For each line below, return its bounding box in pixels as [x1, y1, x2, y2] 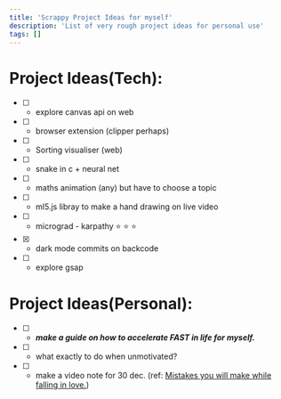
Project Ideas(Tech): [9, 68, 163, 88]
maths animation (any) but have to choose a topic [35, 183, 217, 193]
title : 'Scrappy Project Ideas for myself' [9, 12, 173, 22]
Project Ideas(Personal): [9, 293, 193, 313]
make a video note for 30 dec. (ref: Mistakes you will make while [35, 370, 272, 381]
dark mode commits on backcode [35, 243, 159, 254]
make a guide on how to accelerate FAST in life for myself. [35, 332, 255, 343]
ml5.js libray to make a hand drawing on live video [35, 201, 219, 212]
